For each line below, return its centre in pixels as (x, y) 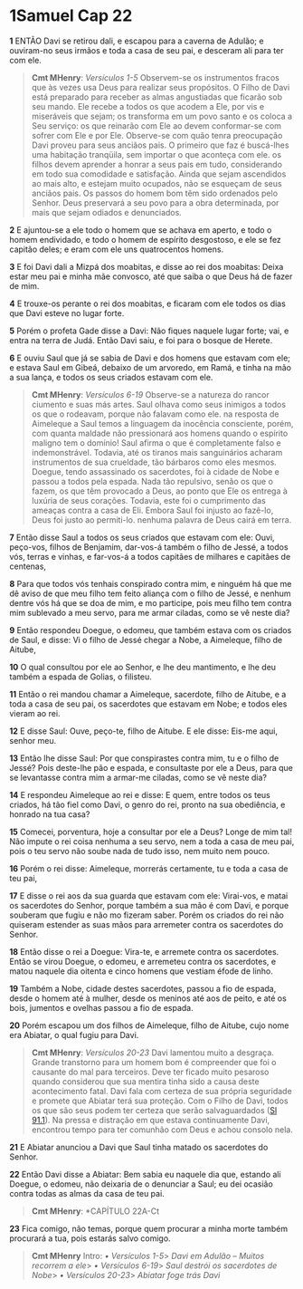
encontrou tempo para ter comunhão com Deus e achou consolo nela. (162, 1130)
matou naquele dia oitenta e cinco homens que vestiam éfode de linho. (142, 971)
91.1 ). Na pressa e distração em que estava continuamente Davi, (151, 1120)
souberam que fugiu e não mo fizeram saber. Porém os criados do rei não (147, 915)
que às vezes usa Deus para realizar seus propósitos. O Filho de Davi (161, 87)
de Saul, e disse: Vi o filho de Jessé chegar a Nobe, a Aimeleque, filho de (146, 640)
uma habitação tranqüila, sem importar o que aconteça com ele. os (156, 154)
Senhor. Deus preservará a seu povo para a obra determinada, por (155, 202)
